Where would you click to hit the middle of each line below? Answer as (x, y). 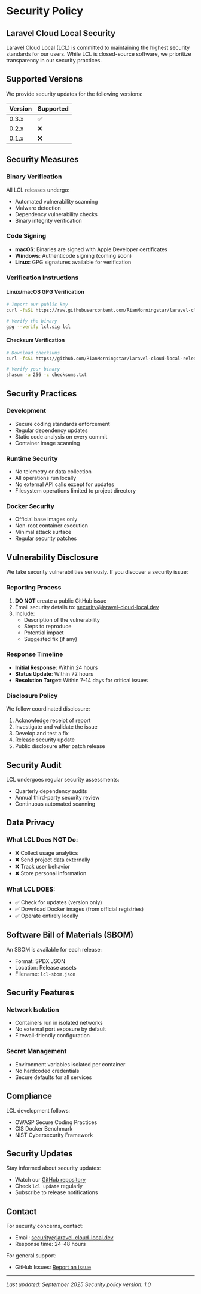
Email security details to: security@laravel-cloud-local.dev (87, 607)
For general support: (31, 1256)
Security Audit (34, 765)
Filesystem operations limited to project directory (75, 491)
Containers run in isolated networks (59, 1023)
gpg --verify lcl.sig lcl (38, 327)
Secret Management (36, 1051)
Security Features (40, 993)
